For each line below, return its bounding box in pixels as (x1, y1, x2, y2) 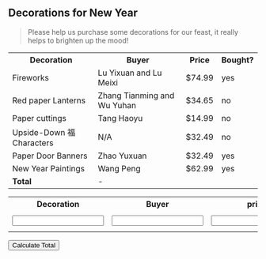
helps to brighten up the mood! (27, 36, 129, 45)
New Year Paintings (12, 163, 85, 174)
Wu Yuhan (97, 99, 137, 111)
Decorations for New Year (8, 6, 139, 20)
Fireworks (12, 72, 50, 83)
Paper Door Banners (12, 150, 88, 161)
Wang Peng (97, 163, 141, 174)
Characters (12, 137, 54, 148)
